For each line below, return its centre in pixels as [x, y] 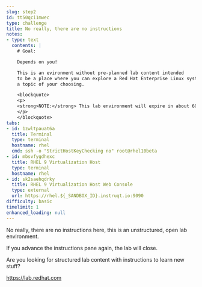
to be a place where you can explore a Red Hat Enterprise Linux [101, 78]
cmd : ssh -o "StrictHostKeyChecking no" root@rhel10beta [84, 151]
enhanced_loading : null [36, 213]
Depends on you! [38, 62]
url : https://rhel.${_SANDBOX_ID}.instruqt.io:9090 [78, 196]
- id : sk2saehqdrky [31, 179]
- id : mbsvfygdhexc [31, 157]
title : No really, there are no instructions [64, 29]
